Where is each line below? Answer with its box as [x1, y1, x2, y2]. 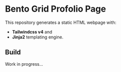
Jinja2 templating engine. [12, 34, 64, 40]
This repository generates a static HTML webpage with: [5, 19, 117, 25]
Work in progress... [5, 61, 43, 67]
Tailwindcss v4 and [12, 29, 52, 35]
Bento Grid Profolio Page [5, 3, 106, 15]
